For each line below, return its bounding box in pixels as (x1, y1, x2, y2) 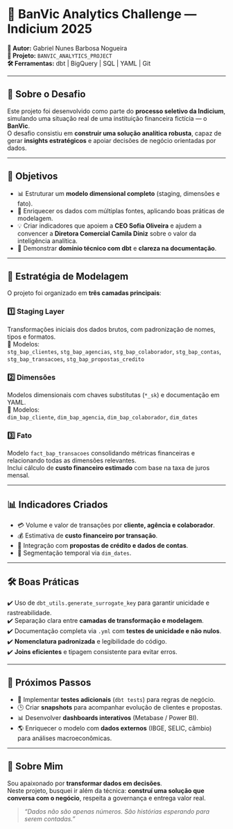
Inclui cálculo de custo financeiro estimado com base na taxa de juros (7, 464, 210, 472)
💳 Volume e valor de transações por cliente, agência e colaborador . (17, 521, 215, 530)
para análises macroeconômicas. (17, 734, 112, 742)
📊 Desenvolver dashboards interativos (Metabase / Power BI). (17, 713, 199, 721)
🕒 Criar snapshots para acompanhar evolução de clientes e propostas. (17, 703, 223, 711)
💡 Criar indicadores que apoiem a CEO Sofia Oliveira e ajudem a (17, 221, 202, 230)
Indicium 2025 (7, 21, 92, 37)
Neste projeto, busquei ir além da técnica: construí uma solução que (7, 786, 205, 794)
